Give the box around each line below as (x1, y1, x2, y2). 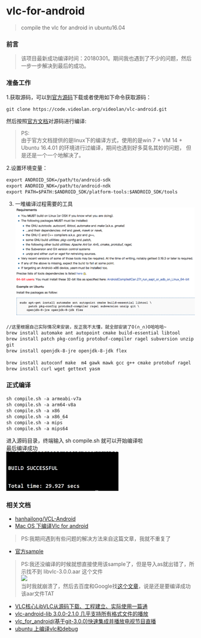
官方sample (14, 548, 44, 555)
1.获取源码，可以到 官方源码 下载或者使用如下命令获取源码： (6, 93, 151, 101)
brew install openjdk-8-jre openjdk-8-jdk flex (6, 348, 127, 354)
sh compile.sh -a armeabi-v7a (6, 396, 82, 402)
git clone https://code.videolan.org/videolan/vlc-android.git (6, 106, 167, 112)
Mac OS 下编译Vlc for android (14, 522, 89, 529)
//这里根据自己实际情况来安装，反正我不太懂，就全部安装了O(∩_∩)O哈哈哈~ (6, 324, 167, 330)
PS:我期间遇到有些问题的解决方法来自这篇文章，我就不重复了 (20, 534, 171, 542)
